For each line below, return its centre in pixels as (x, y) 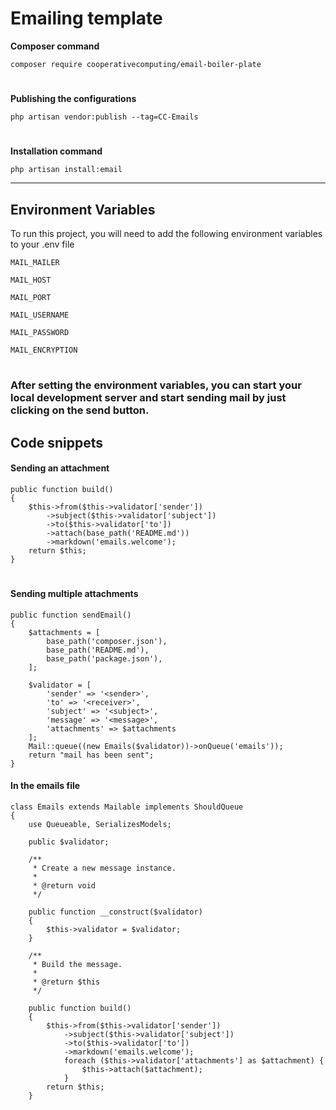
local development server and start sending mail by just (148, 398)
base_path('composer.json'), (107, 641)
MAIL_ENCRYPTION (44, 350)
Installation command (56, 151)
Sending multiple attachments (74, 594)
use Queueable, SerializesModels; (100, 824)
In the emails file (45, 786)
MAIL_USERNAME (40, 315)
